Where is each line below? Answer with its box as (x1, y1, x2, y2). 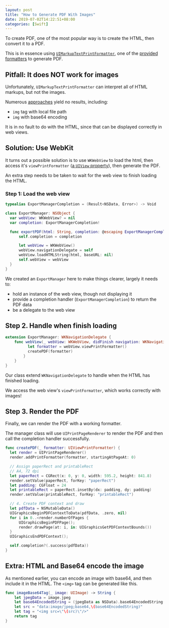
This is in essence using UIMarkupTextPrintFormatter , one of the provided (5, 50, 158, 56)
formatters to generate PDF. (5, 56, 63, 62)
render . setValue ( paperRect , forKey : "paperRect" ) (10, 478, 116, 483)
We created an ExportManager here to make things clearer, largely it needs (5, 275, 158, 281)
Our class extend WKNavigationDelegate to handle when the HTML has (5, 372, 150, 378)
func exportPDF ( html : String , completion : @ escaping (10, 229, 123, 235)
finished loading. (5, 377, 40, 383)
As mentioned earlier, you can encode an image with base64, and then (5, 575, 152, 581)
